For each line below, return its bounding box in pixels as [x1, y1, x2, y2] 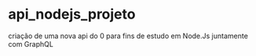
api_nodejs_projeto [8, 5, 136, 23]
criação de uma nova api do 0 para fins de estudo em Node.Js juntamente [8, 31, 249, 40]
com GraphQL [8, 39, 53, 48]
